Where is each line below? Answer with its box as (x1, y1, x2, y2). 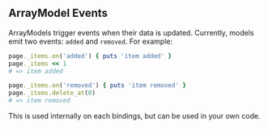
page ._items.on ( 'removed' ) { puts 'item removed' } (8, 81, 186, 89)
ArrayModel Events (8, 6, 108, 20)
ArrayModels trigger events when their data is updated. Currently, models (8, 27, 254, 37)
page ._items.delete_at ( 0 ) (8, 89, 96, 98)
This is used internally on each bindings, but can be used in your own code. (8, 111, 261, 121)
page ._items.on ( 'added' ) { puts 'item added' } (8, 52, 172, 60)
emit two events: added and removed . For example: (8, 36, 172, 46)
